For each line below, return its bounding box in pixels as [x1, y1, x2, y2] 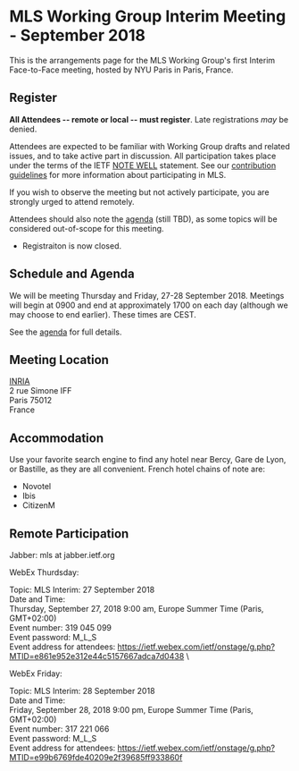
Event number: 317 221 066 [9, 724, 110, 734]
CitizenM [21, 500, 55, 511]
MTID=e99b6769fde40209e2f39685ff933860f [9, 752, 183, 762]
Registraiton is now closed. [21, 240, 122, 251]
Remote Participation [9, 526, 129, 541]
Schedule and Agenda [9, 267, 136, 282]
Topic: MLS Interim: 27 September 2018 [9, 584, 155, 595]
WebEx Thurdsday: [9, 567, 79, 578]
